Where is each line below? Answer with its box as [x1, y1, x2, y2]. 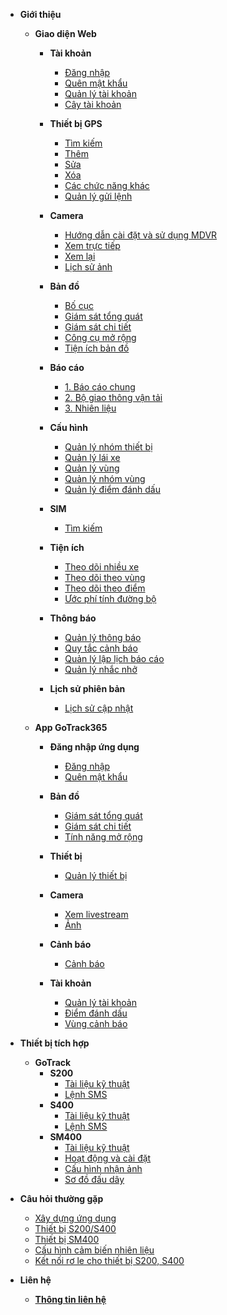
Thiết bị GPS [49, 118, 103, 129]
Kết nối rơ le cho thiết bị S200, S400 [34, 1255, 185, 1266]
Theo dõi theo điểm [64, 582, 146, 594]
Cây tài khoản [64, 99, 122, 110]
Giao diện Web [34, 28, 97, 39]
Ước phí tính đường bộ [64, 593, 157, 604]
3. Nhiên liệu [64, 402, 117, 414]
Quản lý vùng [64, 462, 120, 474]
